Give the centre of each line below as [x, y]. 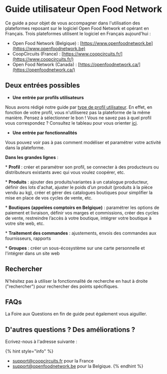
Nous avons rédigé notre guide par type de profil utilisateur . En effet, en [79, 107]
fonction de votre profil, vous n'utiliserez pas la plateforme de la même [78, 112]
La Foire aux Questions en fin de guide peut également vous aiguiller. [76, 314]
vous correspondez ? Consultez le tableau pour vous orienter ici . [72, 123]
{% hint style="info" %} [29, 351]
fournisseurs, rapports [28, 238]
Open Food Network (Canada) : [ [46, 64]
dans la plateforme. [25, 148]
